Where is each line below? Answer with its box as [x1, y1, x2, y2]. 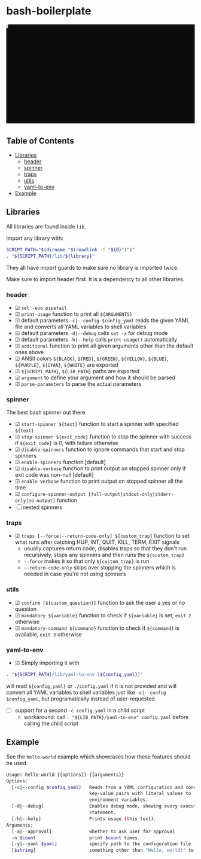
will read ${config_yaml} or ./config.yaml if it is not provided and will [6, 682, 176, 689]
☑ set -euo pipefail [14, 304, 67, 311]
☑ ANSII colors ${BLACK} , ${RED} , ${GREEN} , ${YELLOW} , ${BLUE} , [14, 355, 169, 362]
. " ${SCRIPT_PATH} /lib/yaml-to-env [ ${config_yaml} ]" [6, 672, 144, 678]
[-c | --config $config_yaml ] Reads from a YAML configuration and [11, 784, 184, 790]
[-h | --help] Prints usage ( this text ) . [11, 815, 157, 822]
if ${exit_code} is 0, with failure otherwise [14, 440, 118, 447]
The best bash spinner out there [6, 409, 86, 416]
